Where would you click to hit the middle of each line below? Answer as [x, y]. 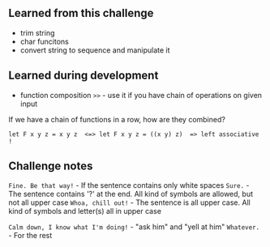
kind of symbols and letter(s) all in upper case [85, 211]
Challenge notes [51, 166]
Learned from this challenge [81, 13]
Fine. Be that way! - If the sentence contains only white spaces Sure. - [129, 185]
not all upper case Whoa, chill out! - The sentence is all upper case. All [130, 202]
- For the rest [30, 236]
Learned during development [84, 76]
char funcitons [44, 41]
